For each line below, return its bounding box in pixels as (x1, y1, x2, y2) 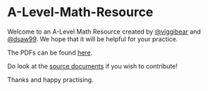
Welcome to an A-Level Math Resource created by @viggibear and (7, 27, 201, 36)
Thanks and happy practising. (7, 75, 94, 84)
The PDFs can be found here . (7, 48, 93, 57)
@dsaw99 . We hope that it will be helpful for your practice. (7, 34, 178, 43)
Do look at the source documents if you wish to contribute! (7, 62, 178, 70)
